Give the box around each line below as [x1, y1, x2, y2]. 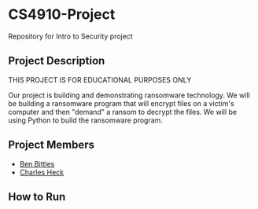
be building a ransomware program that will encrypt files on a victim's [8, 98, 234, 108]
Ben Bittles [19, 159, 55, 168]
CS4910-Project [8, 5, 116, 24]
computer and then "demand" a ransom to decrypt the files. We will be [8, 107, 238, 116]
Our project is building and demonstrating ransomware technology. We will [8, 90, 250, 100]
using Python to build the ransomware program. [8, 115, 164, 125]
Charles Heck [19, 167, 64, 177]
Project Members [8, 138, 95, 152]
